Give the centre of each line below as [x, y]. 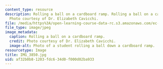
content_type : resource [29, 9]
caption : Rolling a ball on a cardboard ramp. [57, 37]
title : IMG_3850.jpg [26, 55]
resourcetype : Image [26, 50]
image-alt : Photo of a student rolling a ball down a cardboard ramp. [82, 46]
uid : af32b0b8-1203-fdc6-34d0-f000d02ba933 [50, 59]
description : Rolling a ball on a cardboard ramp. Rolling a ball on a [79, 14]
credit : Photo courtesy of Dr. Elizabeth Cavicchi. [63, 41]
